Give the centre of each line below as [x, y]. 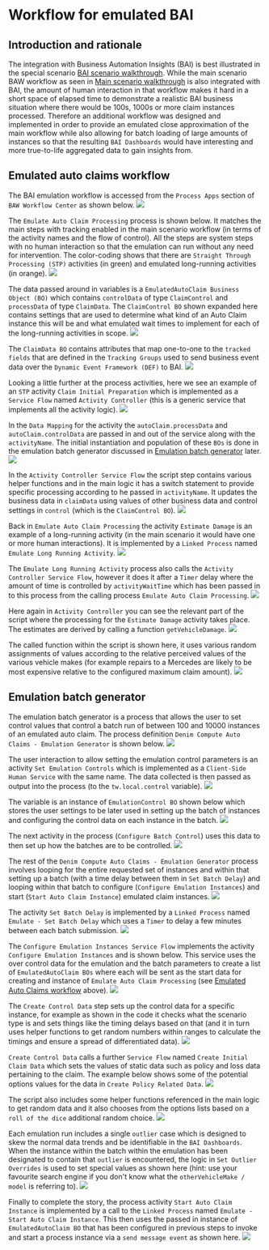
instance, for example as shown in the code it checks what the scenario [128, 1014]
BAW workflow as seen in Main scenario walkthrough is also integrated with [134, 81]
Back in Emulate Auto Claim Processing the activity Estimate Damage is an [130, 526]
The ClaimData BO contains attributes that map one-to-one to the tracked [130, 348]
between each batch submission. [63, 930]
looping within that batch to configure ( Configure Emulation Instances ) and [134, 887]
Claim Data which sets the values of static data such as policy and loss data [134, 1065]
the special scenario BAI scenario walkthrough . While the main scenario [128, 73]
